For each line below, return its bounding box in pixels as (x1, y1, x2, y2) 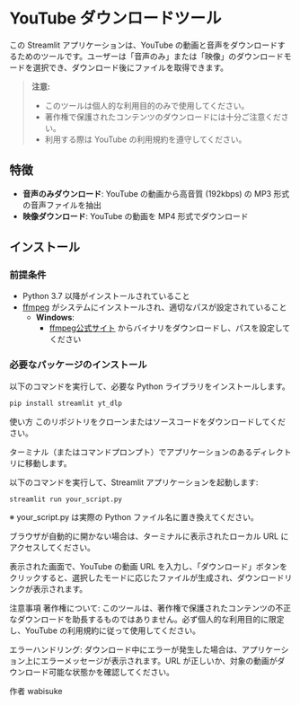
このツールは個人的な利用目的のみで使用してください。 (44, 100, 250, 110)
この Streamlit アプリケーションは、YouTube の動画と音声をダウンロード (9, 40, 278, 50)
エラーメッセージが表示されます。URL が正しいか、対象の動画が (40, 656, 278, 666)
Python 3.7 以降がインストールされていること (22, 291, 190, 302)
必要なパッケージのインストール (9, 358, 147, 371)
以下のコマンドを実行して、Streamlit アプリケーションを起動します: (9, 477, 259, 488)
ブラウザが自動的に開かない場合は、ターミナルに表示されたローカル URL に (9, 531, 289, 542)
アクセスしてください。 (9, 542, 96, 553)
